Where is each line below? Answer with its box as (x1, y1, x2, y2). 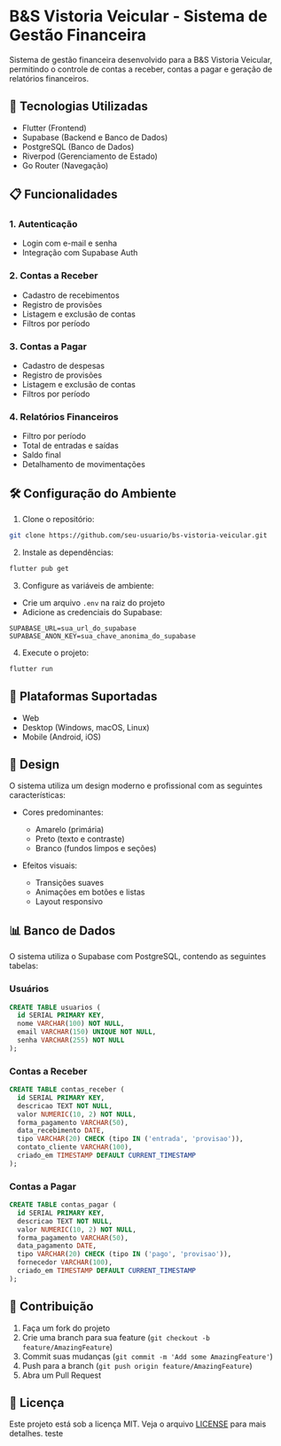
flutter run (9, 664, 53, 673)
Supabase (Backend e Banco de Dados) (21, 131, 168, 143)
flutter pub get (9, 565, 69, 574)
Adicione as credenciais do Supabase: (21, 606, 162, 617)
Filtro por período (21, 431, 87, 442)
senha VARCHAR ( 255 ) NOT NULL (17, 1036, 125, 1044)
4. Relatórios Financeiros (9, 410, 119, 423)
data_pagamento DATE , (17, 1241, 98, 1251)
